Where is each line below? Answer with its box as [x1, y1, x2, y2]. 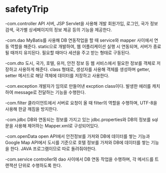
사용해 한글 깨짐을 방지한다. [5, 106, 58, 112]
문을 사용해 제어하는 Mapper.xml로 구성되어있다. [5, 122, 100, 128]
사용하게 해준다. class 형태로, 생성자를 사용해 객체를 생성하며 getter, [18, 66, 150, 72]
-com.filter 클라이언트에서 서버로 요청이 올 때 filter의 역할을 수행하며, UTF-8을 [5, 100, 158, 106]
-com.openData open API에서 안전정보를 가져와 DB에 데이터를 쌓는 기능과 [5, 133, 150, 139]
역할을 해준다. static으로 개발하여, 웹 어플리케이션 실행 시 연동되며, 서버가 [10, 43, 152, 49]
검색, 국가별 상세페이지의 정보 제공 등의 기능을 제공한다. [5, 26, 112, 33]
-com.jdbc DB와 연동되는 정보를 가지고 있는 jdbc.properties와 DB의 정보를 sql [5, 116, 159, 122]
